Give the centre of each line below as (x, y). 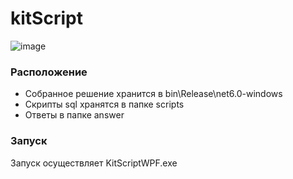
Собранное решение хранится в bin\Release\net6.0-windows (153, 94)
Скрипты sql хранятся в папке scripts (104, 104)
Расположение (49, 72)
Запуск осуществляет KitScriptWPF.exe (94, 163)
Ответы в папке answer (74, 115)
